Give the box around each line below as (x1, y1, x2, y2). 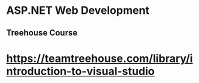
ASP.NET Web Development (6, 4, 150, 17)
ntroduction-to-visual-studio (6, 64, 155, 78)
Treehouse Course (6, 28, 78, 38)
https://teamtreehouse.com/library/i (6, 52, 193, 65)
